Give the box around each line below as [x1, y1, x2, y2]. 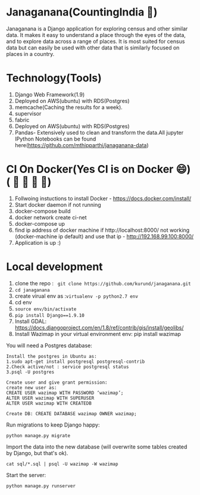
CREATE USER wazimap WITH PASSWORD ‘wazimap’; [6, 390, 124, 396]
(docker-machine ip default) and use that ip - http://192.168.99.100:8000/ [14, 232, 194, 240]
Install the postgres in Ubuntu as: [6, 353, 97, 359]
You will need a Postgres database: [6, 342, 92, 349]
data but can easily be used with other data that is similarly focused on [6, 44, 180, 51]
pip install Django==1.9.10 [14, 312, 85, 318]
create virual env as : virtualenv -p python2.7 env [14, 292, 139, 300]
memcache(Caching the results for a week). [14, 104, 123, 111]
